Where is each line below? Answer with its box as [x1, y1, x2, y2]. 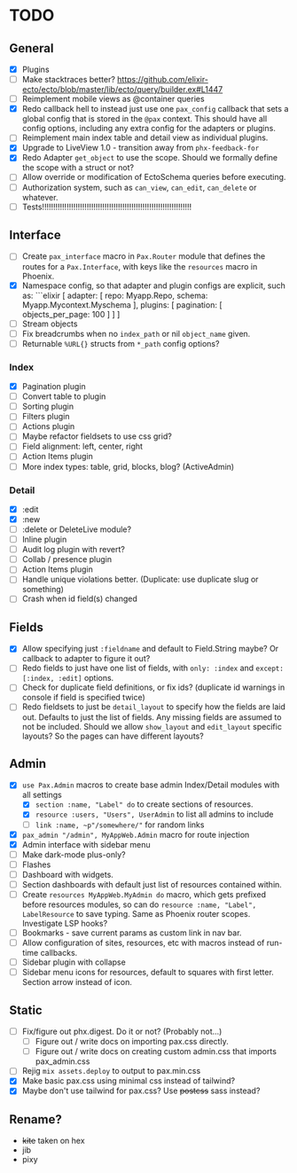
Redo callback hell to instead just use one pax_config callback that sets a [21, 104, 289, 114]
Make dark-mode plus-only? [21, 848, 126, 860]
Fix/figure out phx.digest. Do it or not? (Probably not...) [21, 1026, 223, 1037]
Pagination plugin [21, 381, 86, 392]
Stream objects [21, 318, 78, 329]
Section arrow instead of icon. [21, 977, 133, 988]
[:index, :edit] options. [21, 673, 114, 684]
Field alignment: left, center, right [21, 441, 144, 452]
